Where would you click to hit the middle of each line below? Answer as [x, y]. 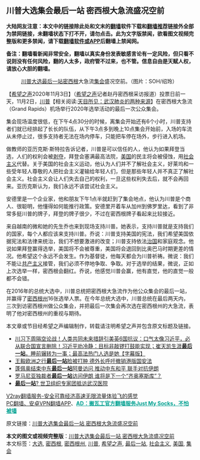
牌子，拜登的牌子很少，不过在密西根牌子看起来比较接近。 [108, 214]
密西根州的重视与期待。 [55, 313]
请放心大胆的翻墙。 [30, 68]
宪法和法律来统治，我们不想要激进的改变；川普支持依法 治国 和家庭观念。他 [102, 241]
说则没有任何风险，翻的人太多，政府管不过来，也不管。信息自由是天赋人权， [100, 61]
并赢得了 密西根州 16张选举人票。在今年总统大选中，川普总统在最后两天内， [98, 298]
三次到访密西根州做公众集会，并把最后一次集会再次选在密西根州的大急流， [97, 306]
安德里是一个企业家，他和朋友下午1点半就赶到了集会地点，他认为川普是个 [96, 199]
